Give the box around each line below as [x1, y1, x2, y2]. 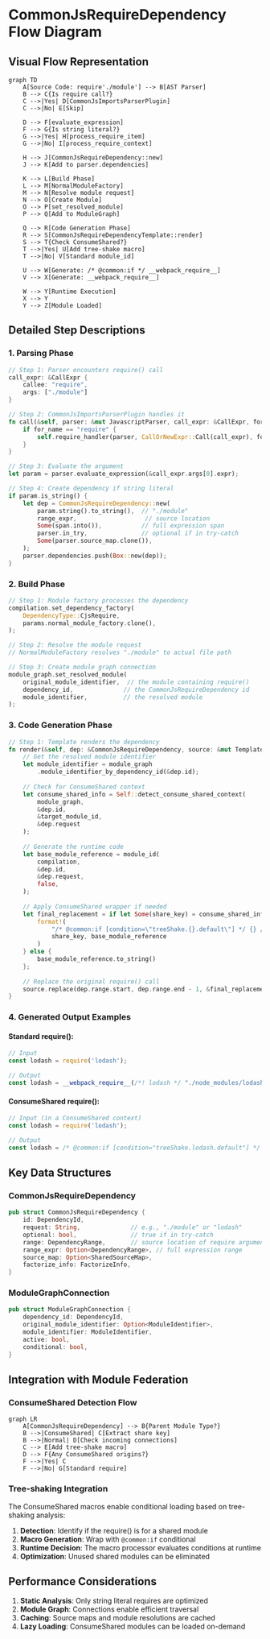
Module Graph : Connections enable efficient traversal [19, 1604, 199, 1614]
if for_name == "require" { [22, 425, 117, 433]
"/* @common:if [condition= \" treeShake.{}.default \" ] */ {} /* [51, 925, 268, 933]
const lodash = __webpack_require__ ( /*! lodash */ [8, 1079, 182, 1087]
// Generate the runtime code [22, 842, 125, 851]
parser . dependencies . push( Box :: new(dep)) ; [22, 552, 167, 560]
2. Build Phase [8, 578, 66, 590]
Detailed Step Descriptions [8, 324, 146, 337]
